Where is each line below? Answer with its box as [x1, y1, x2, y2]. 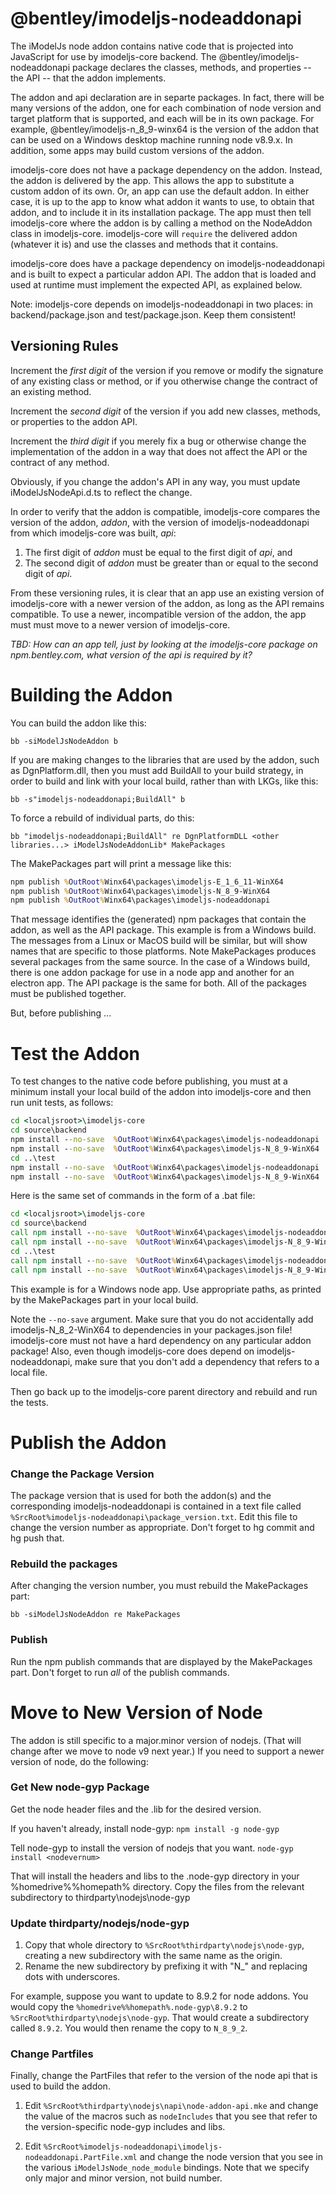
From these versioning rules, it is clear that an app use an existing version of [10, 587, 325, 599]
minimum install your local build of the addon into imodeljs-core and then [10, 1086, 312, 1098]
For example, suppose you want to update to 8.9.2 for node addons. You [10, 1990, 309, 2002]
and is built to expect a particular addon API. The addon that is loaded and [10, 268, 317, 280]
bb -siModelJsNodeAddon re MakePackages [10, 1610, 182, 1620]
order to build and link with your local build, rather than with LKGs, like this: [10, 775, 319, 787]
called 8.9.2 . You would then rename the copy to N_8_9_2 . [10, 2022, 248, 2034]
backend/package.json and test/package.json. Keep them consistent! [10, 308, 297, 321]
